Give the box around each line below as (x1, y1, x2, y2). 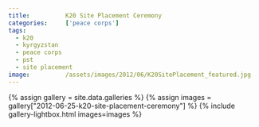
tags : (8, 26, 26, 34)
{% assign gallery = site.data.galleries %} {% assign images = (8, 92, 212, 102)
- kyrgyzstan (15, 41, 59, 49)
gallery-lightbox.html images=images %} (8, 109, 142, 119)
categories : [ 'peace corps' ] (8, 19, 120, 27)
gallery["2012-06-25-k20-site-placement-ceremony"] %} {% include (8, 101, 235, 110)
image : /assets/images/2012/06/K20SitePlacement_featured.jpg (8, 71, 251, 79)
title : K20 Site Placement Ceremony (8, 11, 162, 20)
